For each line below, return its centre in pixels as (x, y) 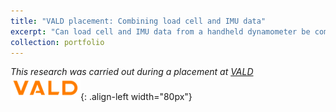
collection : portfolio (57, 42)
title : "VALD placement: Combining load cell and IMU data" (138, 21)
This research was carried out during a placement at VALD (132, 72)
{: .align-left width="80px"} (136, 97)
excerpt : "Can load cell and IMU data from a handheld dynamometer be (160, 31)
